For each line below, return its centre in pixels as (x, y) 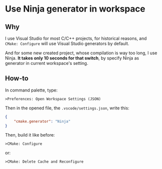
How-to (17, 78)
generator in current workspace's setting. (47, 63)
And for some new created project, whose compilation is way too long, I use (81, 53)
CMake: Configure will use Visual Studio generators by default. (67, 44)
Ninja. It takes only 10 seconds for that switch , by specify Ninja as (72, 58)
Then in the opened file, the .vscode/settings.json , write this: (67, 108)
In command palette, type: (31, 90)
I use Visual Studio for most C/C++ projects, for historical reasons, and (76, 38)
